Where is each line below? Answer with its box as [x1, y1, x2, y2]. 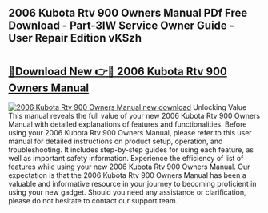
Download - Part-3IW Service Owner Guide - [8, 19, 234, 33]
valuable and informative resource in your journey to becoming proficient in [8, 179, 257, 188]
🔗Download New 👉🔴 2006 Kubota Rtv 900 [8, 64, 228, 78]
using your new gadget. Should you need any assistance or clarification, [8, 187, 246, 197]
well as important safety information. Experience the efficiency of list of [8, 154, 244, 163]
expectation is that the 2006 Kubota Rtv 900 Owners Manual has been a [8, 171, 246, 179]
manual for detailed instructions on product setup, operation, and [8, 136, 223, 146]
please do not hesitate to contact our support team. [8, 196, 178, 205]
